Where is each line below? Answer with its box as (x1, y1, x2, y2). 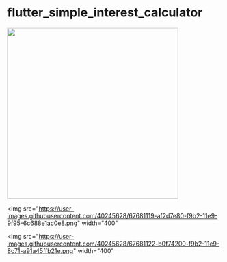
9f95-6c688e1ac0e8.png (7, 219, 78, 227)
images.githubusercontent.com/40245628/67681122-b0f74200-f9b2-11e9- (7, 239, 220, 248)
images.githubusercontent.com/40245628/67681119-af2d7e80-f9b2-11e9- (7, 211, 218, 220)
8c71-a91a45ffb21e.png (7, 246, 74, 254)
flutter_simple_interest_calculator (7, 5, 203, 21)
